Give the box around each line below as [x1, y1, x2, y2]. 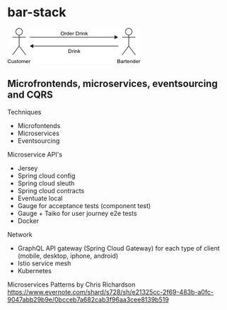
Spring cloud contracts [17, 186, 85, 195]
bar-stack [7, 4, 66, 21]
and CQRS [7, 89, 53, 101]
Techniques [7, 108, 42, 116]
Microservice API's [7, 150, 62, 159]
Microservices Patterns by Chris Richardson [7, 280, 136, 289]
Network [7, 230, 33, 239]
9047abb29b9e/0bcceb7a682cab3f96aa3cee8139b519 [7, 295, 170, 304]
